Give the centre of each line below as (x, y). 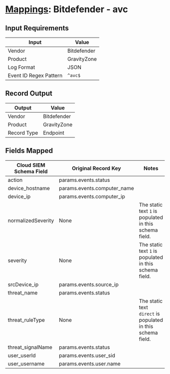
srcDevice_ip (23, 284)
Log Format (22, 67)
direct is (150, 314)
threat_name (23, 292)
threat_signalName (30, 347)
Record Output (29, 93)
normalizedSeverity (31, 220)
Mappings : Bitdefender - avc (67, 9)
